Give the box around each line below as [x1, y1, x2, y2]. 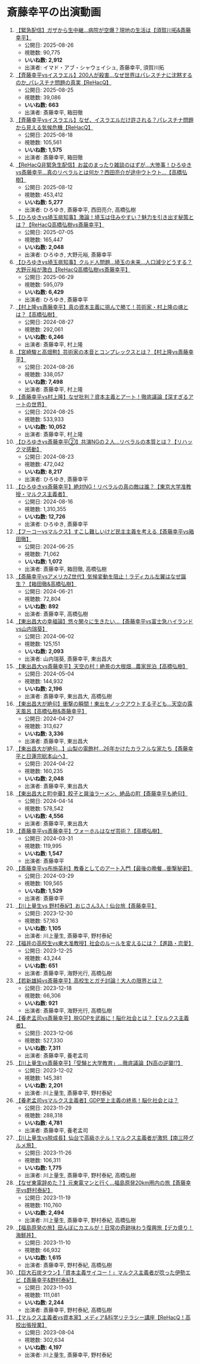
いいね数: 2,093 [24, 647, 64, 654]
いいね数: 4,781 [24, 1119, 62, 1126]
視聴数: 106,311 [24, 1156, 61, 1163]
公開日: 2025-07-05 [24, 228, 74, 235]
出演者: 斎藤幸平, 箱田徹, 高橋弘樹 [24, 565, 107, 572]
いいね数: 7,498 [24, 378, 63, 385]
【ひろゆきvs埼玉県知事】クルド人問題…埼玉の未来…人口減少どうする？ [15, 258, 193, 265]
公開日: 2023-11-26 [24, 1149, 72, 1156]
